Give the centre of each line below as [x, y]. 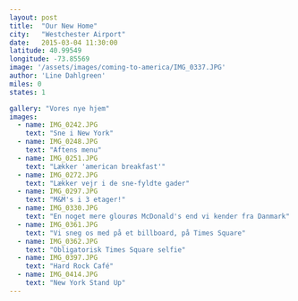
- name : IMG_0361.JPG [58, 224]
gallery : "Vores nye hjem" [60, 108]
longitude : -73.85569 [50, 59]
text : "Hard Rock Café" [70, 266]
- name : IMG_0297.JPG [58, 192]
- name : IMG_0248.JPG [58, 142]
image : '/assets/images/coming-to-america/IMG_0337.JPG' [118, 68]
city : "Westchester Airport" [68, 34]
